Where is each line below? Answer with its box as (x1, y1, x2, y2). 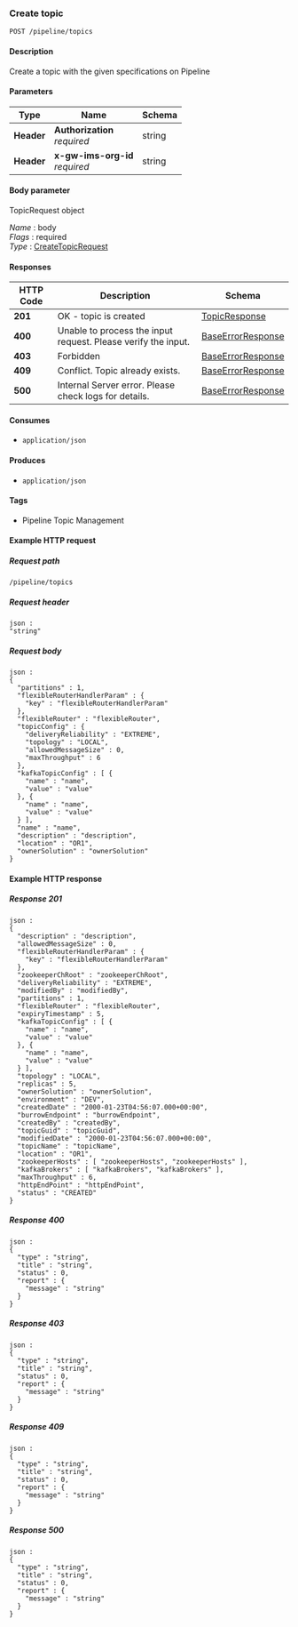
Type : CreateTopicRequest (9, 241, 108, 252)
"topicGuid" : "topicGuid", (17, 1126, 122, 1135)
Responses (9, 261, 51, 272)
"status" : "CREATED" (17, 1188, 98, 1198)
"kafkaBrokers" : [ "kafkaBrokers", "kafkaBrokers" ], (17, 1165, 224, 1174)
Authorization (54, 124, 114, 136)
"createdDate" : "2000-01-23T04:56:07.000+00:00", (17, 1102, 208, 1111)
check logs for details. (57, 390, 150, 403)
